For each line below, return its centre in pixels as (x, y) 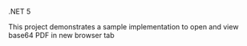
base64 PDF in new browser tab (61, 35)
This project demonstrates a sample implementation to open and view (123, 27)
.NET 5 (20, 11)
